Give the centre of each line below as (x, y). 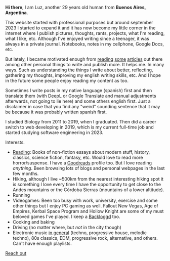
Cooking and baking (33, 222)
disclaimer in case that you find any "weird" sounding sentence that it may (83, 106)
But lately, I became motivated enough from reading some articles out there (84, 59)
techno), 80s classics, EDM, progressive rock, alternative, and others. (85, 238)
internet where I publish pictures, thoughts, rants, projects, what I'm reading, (85, 33)
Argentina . (17, 13)
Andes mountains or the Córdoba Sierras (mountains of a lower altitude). (88, 190)
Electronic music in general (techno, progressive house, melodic (79, 233)
